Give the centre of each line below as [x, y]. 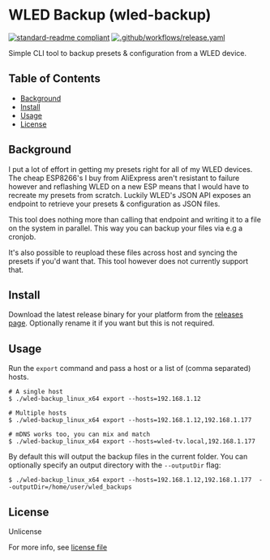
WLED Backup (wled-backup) [110, 15]
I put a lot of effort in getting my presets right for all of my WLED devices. [131, 169]
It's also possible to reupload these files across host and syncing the [123, 252]
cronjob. [22, 236]
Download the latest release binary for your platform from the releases [126, 315]
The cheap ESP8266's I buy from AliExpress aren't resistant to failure [124, 178]
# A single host [36, 392]
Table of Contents [55, 79]
